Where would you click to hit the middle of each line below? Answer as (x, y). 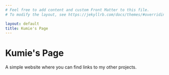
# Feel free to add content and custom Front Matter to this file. (77, 10)
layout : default (22, 24)
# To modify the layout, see (36, 15)
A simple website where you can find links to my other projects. (71, 67)
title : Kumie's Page (27, 28)
